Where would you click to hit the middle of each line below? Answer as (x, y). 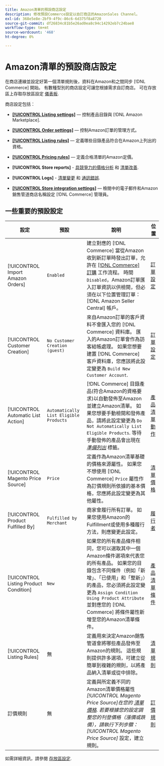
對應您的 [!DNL (109, 604)
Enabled (56, 275)
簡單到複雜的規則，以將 (113, 665)
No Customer (61, 340)
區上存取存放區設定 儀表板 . (32, 93)
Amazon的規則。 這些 (112, 650)
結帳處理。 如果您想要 (117, 347)
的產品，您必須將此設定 (113, 585)
